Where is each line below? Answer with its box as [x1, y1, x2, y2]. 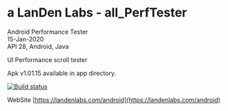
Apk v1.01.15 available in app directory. [7, 69, 116, 77]
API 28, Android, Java [7, 42, 69, 50]
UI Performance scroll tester [7, 55, 88, 63]
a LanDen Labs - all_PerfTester [7, 5, 187, 21]
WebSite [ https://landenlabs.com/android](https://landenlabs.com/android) [7, 95, 221, 104]
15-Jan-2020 [7, 34, 44, 43]
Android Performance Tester [7, 28, 88, 36]
